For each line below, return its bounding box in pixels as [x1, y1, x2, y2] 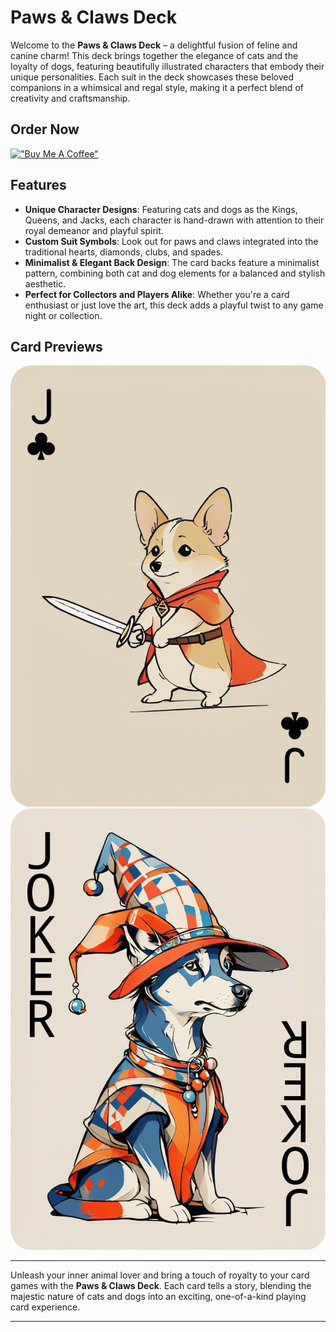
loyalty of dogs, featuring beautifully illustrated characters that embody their [10, 60, 325, 72]
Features [10, 177, 67, 194]
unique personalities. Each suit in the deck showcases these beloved [10, 71, 295, 83]
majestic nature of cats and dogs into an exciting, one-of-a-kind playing [10, 1291, 307, 1303]
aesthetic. [24, 277, 67, 290]
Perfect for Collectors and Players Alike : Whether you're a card [24, 288, 290, 300]
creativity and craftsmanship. [10, 92, 131, 104]
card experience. [10, 1301, 81, 1313]
